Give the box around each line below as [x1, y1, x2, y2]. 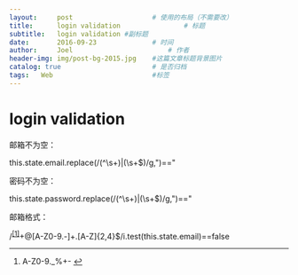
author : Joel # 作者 [9, 46, 190, 55]
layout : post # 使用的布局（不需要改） [9, 12, 233, 22]
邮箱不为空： [9, 139, 56, 150]
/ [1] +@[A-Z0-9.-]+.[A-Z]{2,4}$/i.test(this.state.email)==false [9, 229, 231, 241]
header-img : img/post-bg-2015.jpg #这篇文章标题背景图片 [9, 54, 223, 63]
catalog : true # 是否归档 [9, 63, 187, 72]
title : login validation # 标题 [9, 21, 206, 30]
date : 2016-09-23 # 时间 [9, 37, 174, 47]
